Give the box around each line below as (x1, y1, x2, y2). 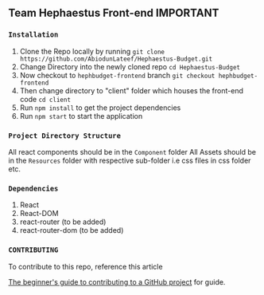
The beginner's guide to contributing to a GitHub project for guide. (8, 277, 226, 286)
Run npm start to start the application (19, 111, 143, 120)
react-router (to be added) (19, 217, 107, 226)
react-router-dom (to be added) (19, 226, 124, 235)
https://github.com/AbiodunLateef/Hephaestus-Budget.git (19, 55, 213, 63)
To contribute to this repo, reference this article (8, 262, 163, 271)
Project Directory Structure (8, 131, 122, 140)
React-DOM (19, 209, 59, 218)
